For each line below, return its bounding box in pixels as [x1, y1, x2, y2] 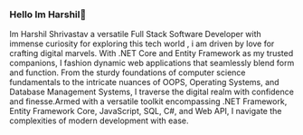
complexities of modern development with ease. [9, 115, 189, 126]
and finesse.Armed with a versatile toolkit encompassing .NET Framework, [9, 96, 288, 107]
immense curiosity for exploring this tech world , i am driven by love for [9, 38, 275, 49]
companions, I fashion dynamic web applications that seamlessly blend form [9, 58, 295, 69]
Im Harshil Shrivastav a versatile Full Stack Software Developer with [9, 29, 262, 40]
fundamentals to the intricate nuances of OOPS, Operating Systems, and [9, 77, 279, 88]
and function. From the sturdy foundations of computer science [9, 67, 246, 78]
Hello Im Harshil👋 [9, 8, 87, 21]
